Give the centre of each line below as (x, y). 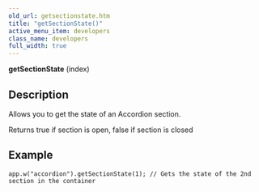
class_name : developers (49, 38)
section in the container (52, 181)
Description (38, 94)
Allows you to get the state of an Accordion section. (95, 113)
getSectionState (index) (49, 69)
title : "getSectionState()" (56, 23)
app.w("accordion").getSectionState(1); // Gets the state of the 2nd (130, 174)
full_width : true (38, 46)
